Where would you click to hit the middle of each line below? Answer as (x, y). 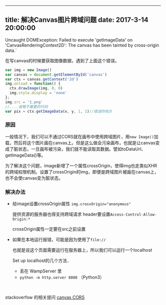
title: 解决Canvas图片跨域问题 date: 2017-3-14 (77, 20)
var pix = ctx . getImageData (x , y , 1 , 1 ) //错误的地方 (59, 111)
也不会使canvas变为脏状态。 (34, 178)
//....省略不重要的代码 (27, 107)
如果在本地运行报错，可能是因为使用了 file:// (59, 240)
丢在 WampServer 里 (41, 271)
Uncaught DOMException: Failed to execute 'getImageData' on (69, 40)
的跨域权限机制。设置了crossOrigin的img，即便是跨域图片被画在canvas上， (82, 172)
